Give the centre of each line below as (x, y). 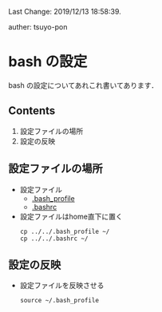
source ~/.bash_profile (59, 301)
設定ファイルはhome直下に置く (71, 216)
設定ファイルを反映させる (62, 286)
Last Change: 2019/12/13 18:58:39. (65, 12)
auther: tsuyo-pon (38, 27)
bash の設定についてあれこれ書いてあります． (83, 85)
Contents (32, 111)
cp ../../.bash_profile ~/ (65, 231)
